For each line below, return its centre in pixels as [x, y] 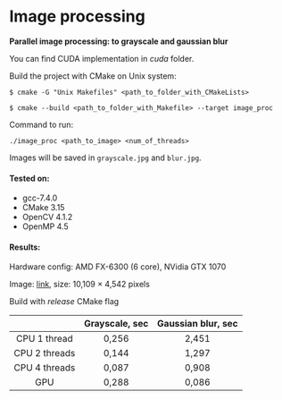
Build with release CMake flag [64, 302]
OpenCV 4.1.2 [47, 217]
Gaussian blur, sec [198, 324]
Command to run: [41, 124]
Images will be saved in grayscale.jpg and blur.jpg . [106, 157]
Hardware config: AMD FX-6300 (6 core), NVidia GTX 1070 [118, 267]
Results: [25, 247]
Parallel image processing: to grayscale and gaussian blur [119, 41]
